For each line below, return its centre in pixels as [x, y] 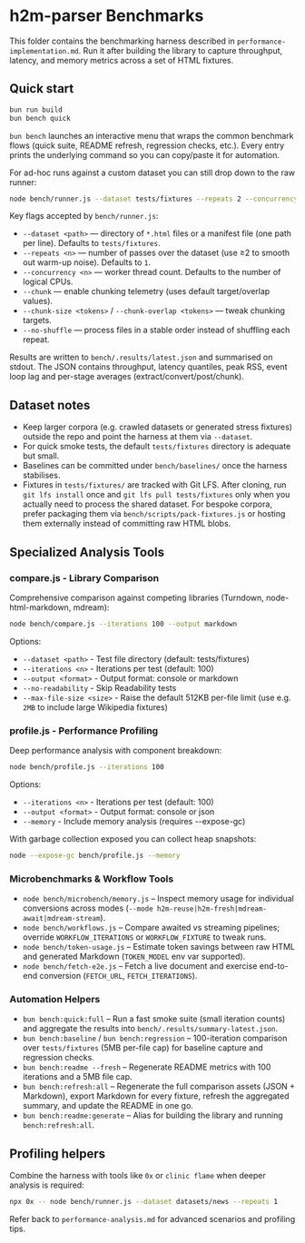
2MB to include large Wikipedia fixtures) [95, 707]
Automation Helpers [55, 1000]
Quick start [42, 89]
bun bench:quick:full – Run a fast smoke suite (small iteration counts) [154, 1019]
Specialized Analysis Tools [87, 552]
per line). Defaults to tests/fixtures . [91, 243]
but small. [41, 456]
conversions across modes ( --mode [88, 908]
